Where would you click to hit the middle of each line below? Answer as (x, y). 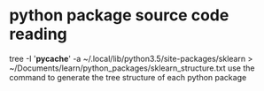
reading (39, 34)
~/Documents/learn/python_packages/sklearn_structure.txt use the (132, 68)
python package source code (119, 15)
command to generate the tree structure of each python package (128, 77)
